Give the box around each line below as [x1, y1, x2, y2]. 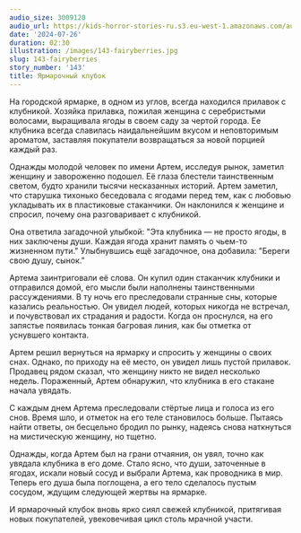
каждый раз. [9, 144, 58, 154]
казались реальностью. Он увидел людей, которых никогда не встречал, [9, 301, 290, 311]
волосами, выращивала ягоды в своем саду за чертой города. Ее [9, 115, 262, 126]
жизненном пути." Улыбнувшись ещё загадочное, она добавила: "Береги [9, 245, 290, 256]
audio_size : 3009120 [9, 13, 87, 22]
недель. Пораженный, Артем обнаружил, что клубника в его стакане [9, 375, 275, 386]
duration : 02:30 [9, 38, 70, 48]
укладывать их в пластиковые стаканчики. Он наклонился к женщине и [9, 199, 285, 210]
